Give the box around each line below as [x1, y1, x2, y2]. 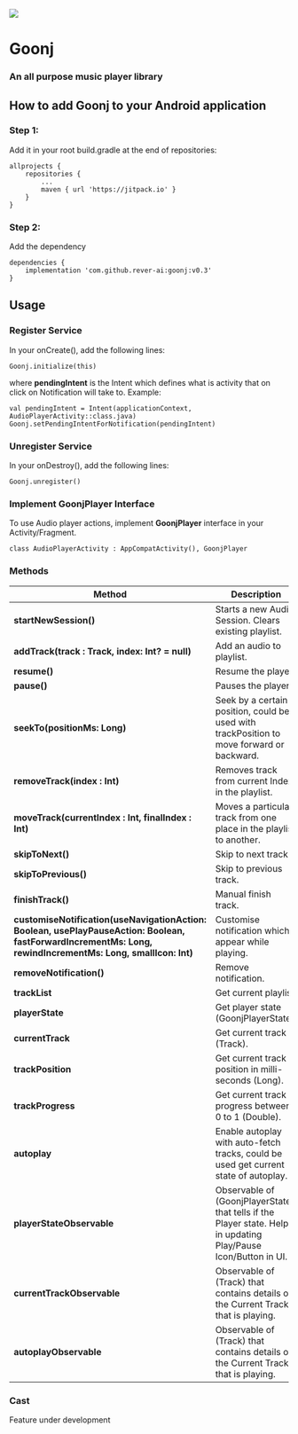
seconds [215, 1074, 251, 1086]
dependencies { [9, 258, 66, 268]
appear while [215, 936, 270, 948]
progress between [215, 1100, 292, 1112]
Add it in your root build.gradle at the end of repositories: [9, 145, 217, 155]
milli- [260, 1062, 284, 1075]
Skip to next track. [215, 848, 291, 860]
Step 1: [9, 124, 39, 137]
